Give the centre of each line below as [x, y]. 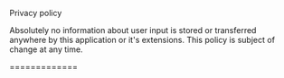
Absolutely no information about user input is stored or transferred [133, 30]
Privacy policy [36, 13]
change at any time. [46, 49]
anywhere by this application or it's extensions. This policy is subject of [142, 40]
